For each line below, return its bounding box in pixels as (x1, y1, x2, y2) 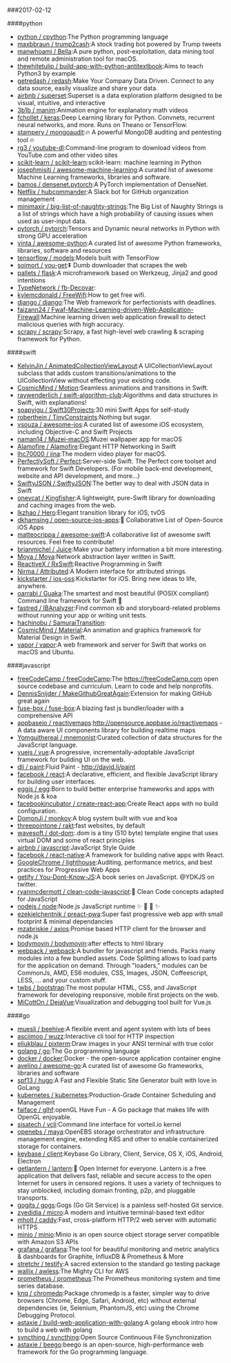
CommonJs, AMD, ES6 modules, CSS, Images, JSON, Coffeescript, (17, 969, 208, 977)
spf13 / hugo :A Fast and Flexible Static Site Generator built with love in (17, 1076, 217, 1084)
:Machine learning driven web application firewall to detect (39, 313, 206, 321)
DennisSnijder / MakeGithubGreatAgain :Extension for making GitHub (17, 689, 212, 697)
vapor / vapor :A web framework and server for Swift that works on (17, 640, 207, 649)
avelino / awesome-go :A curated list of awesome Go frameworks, (17, 1062, 204, 1069)
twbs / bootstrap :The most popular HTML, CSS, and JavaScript (17, 984, 197, 991)
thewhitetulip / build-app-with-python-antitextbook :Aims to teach (17, 62, 203, 70)
